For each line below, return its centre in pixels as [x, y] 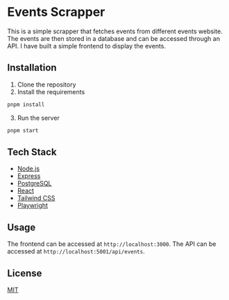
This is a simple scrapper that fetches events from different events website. [115, 31]
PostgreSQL [34, 184]
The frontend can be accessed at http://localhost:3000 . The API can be [112, 244]
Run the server [39, 118]
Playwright [33, 206]
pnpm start [23, 130]
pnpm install [26, 105]
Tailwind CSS [36, 198]
